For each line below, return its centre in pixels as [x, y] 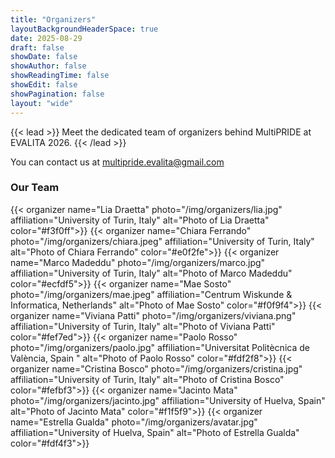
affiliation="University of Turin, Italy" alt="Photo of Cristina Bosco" [147, 379]
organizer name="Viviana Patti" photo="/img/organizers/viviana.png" [153, 315]
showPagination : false [57, 94]
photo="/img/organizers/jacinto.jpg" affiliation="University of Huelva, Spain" [168, 400]
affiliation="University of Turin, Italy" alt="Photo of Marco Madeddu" [151, 273]
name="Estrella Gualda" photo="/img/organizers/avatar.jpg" [134, 422]
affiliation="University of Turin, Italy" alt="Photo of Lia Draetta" [140, 220]
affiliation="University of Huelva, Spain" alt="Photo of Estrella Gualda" [155, 432]
